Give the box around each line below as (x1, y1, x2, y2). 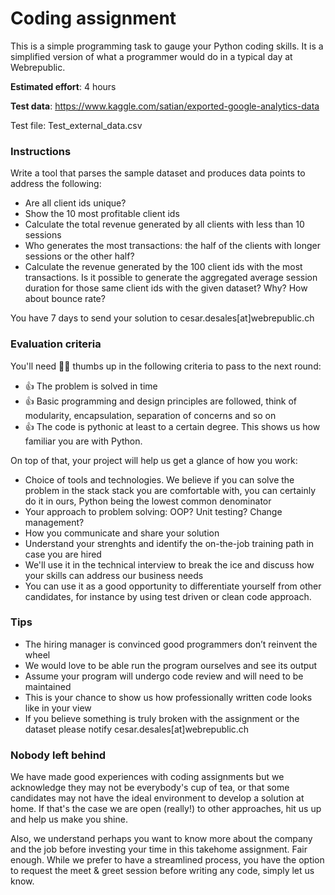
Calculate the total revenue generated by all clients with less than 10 (24, 218, 305, 231)
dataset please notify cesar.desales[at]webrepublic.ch (24, 723, 250, 735)
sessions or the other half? (24, 250, 135, 262)
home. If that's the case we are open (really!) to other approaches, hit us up (10, 803, 322, 815)
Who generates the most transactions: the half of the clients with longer (24, 240, 321, 252)
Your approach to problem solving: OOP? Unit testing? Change (24, 505, 283, 517)
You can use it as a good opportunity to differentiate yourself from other (24, 580, 322, 592)
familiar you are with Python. (24, 435, 143, 447)
